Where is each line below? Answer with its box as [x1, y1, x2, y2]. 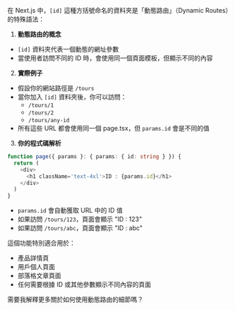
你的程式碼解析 [17, 139, 61, 147]
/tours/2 [28, 109, 54, 117]
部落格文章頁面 [17, 271, 61, 280]
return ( [13, 160, 40, 167]
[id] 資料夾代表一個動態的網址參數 [17, 45, 119, 53]
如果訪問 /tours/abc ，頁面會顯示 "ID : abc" [17, 224, 143, 232]
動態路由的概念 [17, 30, 61, 38]
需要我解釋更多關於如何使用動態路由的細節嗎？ [7, 295, 143, 304]
